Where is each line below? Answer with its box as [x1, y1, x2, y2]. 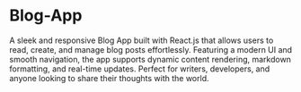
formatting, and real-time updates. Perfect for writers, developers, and [9, 63, 270, 74]
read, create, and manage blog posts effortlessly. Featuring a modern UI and [9, 44, 293, 54]
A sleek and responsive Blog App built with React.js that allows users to [9, 35, 274, 46]
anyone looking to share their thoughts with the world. [9, 72, 209, 83]
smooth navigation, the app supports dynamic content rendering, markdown [9, 54, 292, 64]
